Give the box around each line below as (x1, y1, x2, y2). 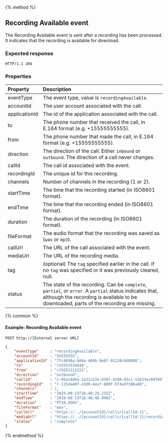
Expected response (5, 50, 53, 57)
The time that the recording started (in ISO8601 (42, 187, 155, 194)
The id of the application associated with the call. (42, 110, 158, 117)
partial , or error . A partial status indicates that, (42, 287, 158, 294)
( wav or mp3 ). (42, 236, 71, 243)
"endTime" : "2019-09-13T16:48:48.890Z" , (14, 396, 115, 401)
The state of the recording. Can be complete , (42, 281, 147, 288)
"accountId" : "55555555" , (14, 354, 79, 359)
